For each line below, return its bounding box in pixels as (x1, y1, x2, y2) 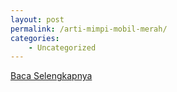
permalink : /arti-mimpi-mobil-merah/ (10, 24, 168, 34)
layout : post (10, 14, 65, 25)
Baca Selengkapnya (10, 70, 93, 82)
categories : (10, 33, 60, 43)
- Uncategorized (28, 42, 97, 53)
